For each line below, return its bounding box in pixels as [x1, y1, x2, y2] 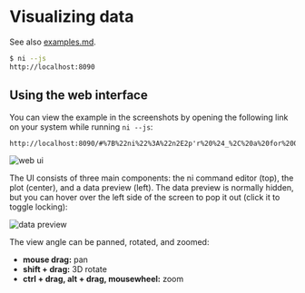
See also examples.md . [9, 36, 97, 47]
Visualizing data [9, 6, 134, 27]
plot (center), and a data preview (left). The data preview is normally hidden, [9, 181, 294, 192]
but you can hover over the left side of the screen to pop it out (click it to [9, 191, 280, 202]
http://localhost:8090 [9, 62, 95, 72]
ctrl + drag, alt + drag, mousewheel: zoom [22, 273, 184, 284]
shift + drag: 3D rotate [22, 263, 107, 274]
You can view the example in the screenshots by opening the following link [9, 112, 289, 122]
